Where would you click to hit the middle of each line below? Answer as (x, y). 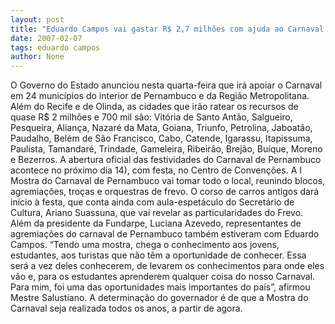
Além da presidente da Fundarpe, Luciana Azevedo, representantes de (156, 223)
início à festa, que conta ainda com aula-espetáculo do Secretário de (152, 202)
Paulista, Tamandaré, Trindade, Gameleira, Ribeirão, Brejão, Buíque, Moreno (166, 149)
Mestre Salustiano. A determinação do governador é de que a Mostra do (159, 298)
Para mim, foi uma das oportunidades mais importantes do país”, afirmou (160, 287)
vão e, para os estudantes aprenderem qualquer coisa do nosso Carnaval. (163, 277)
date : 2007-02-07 (46, 38)
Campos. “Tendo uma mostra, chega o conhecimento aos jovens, (145, 245)
